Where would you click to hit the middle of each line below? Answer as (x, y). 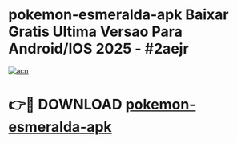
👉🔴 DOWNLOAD (65, 105)
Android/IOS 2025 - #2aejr (99, 49)
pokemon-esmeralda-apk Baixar (118, 15)
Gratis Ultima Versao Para (95, 32)
